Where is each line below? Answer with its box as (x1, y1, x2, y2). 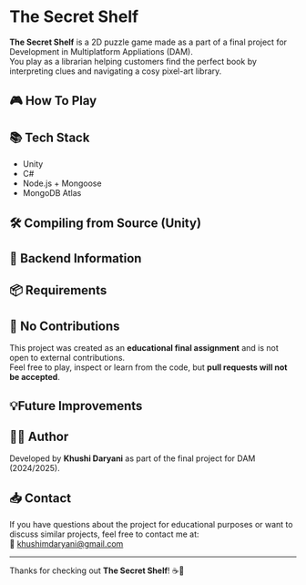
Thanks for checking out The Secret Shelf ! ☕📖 (9, 565, 185, 576)
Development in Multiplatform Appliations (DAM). (9, 46, 193, 56)
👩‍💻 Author (9, 428, 69, 444)
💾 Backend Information (9, 251, 142, 266)
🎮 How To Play (9, 93, 97, 108)
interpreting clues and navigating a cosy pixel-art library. (9, 66, 222, 77)
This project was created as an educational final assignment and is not (9, 343, 280, 354)
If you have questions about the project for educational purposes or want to (9, 519, 293, 530)
